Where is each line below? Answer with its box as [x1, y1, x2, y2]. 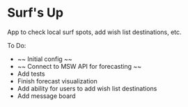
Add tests [17, 69, 45, 78]
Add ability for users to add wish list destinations [17, 84, 157, 92]
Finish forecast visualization [17, 76, 97, 85]
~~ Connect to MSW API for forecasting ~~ [17, 62, 141, 70]
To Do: [7, 41, 26, 49]
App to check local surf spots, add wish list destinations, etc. [7, 28, 182, 36]
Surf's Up [7, 5, 64, 21]
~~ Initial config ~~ [17, 54, 73, 63]
